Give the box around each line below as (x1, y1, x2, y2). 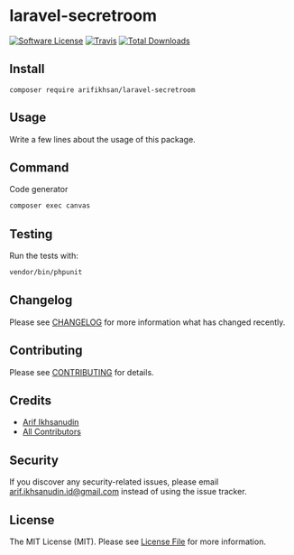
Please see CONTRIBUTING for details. (9, 366, 155, 377)
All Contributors (22, 426, 81, 438)
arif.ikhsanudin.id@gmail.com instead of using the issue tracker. (9, 486, 247, 497)
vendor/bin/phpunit (9, 268, 83, 277)
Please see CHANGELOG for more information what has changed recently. (9, 317, 286, 328)
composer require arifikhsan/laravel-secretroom (9, 85, 196, 95)
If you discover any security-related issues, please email (9, 476, 219, 487)
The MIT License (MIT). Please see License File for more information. (9, 536, 266, 547)
